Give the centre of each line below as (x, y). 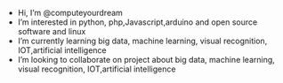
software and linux (52, 31)
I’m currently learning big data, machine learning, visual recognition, (142, 41)
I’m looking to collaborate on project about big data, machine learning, (146, 60)
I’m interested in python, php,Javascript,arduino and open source (137, 22)
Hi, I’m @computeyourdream (70, 13)
